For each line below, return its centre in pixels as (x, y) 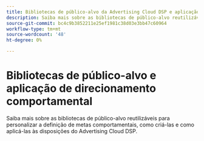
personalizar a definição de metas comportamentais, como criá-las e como (100, 125)
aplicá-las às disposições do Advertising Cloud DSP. (72, 131)
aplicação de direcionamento (81, 88)
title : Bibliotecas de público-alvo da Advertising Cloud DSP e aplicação (103, 12)
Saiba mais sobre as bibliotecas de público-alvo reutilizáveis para (88, 118)
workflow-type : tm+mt (34, 29)
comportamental (49, 101)
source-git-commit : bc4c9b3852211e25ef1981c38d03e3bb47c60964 (87, 23)
